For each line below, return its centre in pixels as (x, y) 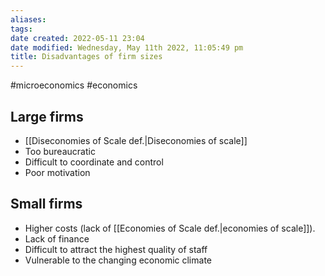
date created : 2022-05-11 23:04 (77, 38)
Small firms (46, 204)
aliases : (28, 19)
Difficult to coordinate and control (94, 162)
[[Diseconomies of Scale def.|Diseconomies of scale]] (136, 140)
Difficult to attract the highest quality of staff (116, 249)
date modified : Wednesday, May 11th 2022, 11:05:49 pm (127, 47)
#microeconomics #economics (74, 85)
